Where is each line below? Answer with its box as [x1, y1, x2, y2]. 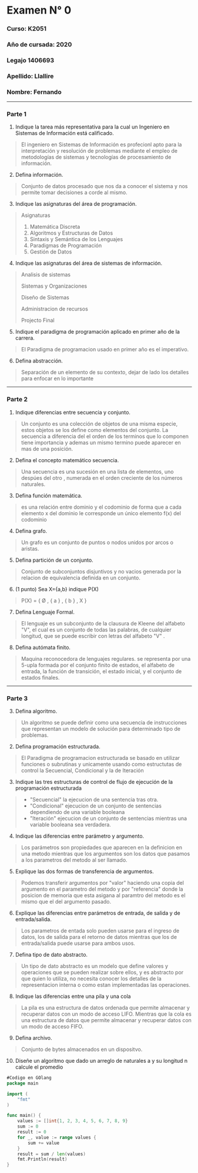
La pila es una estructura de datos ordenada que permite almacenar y [21, 1004, 190, 1011]
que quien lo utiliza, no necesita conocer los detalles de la [21, 975, 162, 982]
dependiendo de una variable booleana [29, 809, 125, 816]
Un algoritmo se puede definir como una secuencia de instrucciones [21, 719, 187, 726]
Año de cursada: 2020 [6, 41, 72, 49]
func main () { [6, 1112, 42, 1119]
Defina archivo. [15, 1034, 52, 1042]
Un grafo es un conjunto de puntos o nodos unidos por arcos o [21, 539, 174, 546]
